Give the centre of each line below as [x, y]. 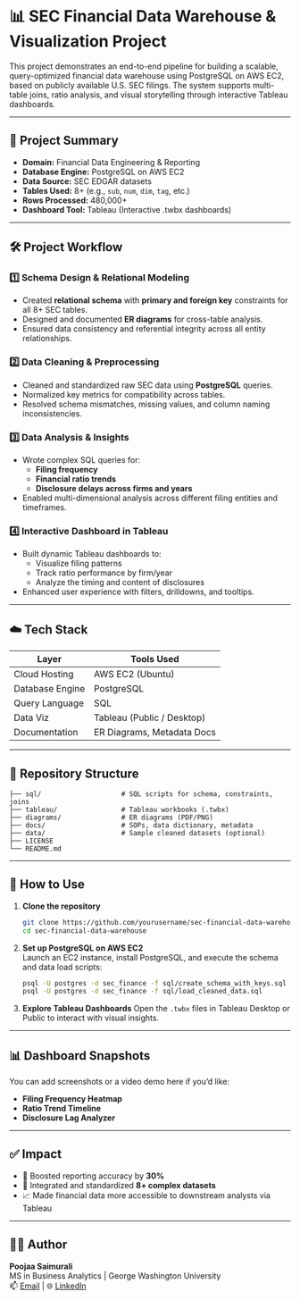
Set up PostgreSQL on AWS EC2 [83, 948]
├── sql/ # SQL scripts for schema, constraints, [142, 794]
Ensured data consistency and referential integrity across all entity [144, 329]
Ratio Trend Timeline [61, 1109]
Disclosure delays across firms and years [114, 489]
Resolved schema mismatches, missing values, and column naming [146, 404]
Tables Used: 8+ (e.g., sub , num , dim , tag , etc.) [106, 190]
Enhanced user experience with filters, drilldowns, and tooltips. [138, 592]
